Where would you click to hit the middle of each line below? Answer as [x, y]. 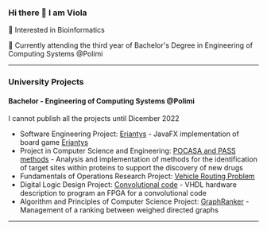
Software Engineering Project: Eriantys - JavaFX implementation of [130, 134]
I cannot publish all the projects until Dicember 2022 [94, 119]
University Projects [46, 82]
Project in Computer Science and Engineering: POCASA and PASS [128, 151]
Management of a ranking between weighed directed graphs [119, 210]
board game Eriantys [54, 142]
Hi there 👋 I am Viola [48, 13]
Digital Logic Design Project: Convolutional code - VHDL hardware [128, 185]
